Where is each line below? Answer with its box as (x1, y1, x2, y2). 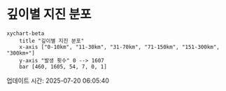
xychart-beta (6, 29, 45, 37)
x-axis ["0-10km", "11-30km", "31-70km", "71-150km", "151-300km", (19, 43, 220, 50)
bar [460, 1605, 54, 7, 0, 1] (19, 63, 108, 70)
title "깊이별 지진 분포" (19, 37, 85, 44)
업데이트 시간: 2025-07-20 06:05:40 (6, 76, 110, 85)
